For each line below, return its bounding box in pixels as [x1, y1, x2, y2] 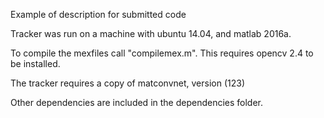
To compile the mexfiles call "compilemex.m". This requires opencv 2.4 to [10, 47, 314, 59]
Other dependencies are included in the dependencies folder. [10, 97, 264, 108]
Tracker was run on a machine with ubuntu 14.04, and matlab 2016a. [10, 28, 292, 39]
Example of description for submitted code [10, 9, 187, 20]
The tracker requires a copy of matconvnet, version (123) [10, 77, 246, 89]
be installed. [10, 58, 61, 69]
